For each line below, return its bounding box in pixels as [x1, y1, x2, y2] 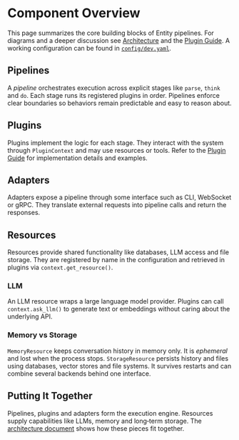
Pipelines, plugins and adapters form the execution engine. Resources [7, 409, 213, 417]
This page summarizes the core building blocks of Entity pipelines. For [7, 29, 214, 37]
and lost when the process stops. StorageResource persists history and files [7, 354, 229, 362]
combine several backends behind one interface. [7, 369, 151, 378]
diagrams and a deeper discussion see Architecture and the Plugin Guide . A [7, 36, 230, 44]
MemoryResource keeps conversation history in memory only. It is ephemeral [7, 346, 228, 355]
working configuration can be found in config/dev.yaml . [7, 44, 171, 52]
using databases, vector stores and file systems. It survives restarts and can [7, 361, 232, 370]
